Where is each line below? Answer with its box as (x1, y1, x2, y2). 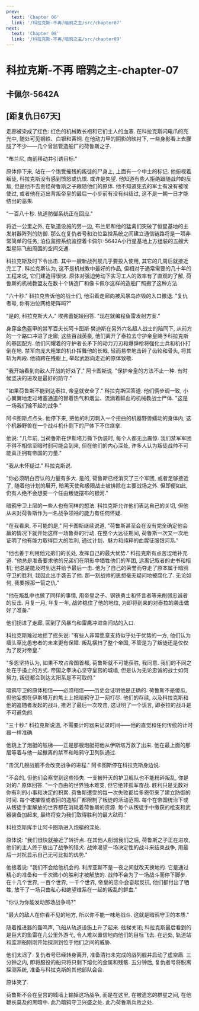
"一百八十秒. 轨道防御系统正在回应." (6, 210, 93, 217)
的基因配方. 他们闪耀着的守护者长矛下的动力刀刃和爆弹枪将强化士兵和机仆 (6, 340, 185, 347)
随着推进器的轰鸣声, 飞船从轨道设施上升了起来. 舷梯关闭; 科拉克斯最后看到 (6, 924, 187, 931)
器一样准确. (6, 729, 34, 736)
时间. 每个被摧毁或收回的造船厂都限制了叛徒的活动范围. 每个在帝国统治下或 (6, 796, 188, 803)
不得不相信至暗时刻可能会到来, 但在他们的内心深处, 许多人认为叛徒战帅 (6, 442, 178, 449)
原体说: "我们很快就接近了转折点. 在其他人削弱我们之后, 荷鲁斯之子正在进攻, (6, 837, 191, 844)
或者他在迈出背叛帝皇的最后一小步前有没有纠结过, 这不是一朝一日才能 (19, 190, 188, 197)
